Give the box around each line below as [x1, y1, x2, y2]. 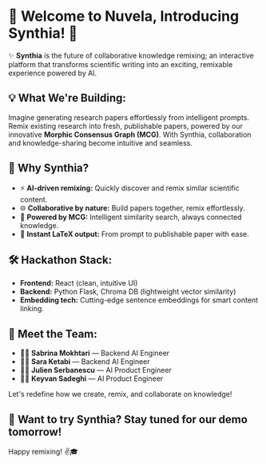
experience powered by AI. [8, 68, 97, 78]
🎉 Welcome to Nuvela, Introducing [8, 7, 240, 26]
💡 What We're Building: [8, 91, 126, 105]
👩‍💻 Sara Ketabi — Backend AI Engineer [19, 357, 150, 366]
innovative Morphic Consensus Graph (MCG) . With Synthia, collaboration [8, 130, 252, 139]
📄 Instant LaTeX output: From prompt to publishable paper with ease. [19, 229, 249, 238]
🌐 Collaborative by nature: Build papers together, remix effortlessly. [19, 203, 245, 213]
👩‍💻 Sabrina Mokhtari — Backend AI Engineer [19, 348, 170, 358]
